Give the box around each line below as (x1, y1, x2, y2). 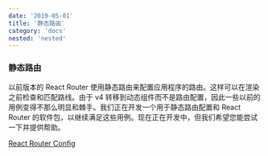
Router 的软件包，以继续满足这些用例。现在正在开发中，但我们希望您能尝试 (8, 112, 258, 121)
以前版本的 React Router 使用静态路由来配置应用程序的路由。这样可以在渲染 (8, 82, 260, 92)
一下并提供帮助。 (8, 122, 65, 132)
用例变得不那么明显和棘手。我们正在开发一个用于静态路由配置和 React (8, 102, 241, 112)
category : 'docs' (8, 27, 67, 35)
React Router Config (8, 138, 76, 148)
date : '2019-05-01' (8, 11, 74, 20)
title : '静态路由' (8, 19, 66, 27)
